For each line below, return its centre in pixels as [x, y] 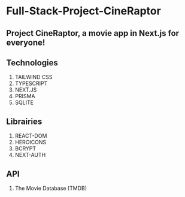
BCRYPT [25, 148]
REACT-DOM [31, 136]
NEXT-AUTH [30, 155]
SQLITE [24, 102]
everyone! [26, 42]
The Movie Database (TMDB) [51, 188]
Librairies [24, 121]
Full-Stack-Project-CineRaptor [84, 11]
